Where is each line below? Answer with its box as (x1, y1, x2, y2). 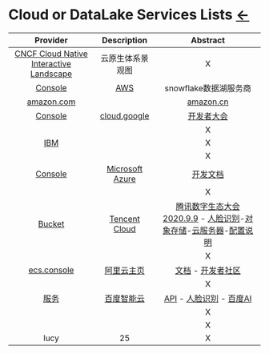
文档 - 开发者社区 (175, 264, 242, 276)
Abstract (191, 34, 226, 46)
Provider (34, 34, 68, 46)
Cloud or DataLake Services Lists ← (8, 6, 250, 24)
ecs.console (28, 264, 74, 276)
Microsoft (106, 163, 143, 174)
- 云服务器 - (187, 224, 230, 235)
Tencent (109, 213, 140, 224)
